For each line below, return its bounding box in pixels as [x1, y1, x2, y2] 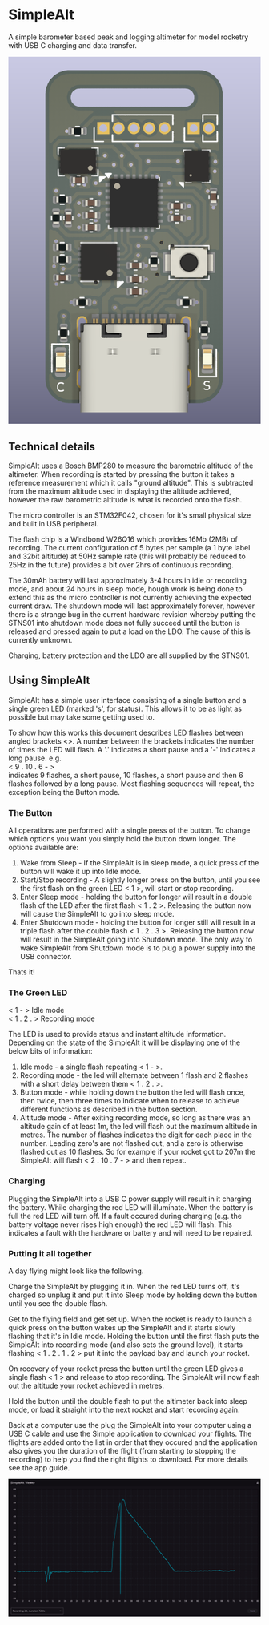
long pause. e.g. [8, 753, 62, 763]
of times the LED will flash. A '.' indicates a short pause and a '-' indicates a [8, 744, 256, 754]
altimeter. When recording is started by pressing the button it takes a [8, 469, 235, 478]
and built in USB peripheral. [8, 518, 99, 528]
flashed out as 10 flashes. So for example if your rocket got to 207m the [19, 1147, 256, 1157]
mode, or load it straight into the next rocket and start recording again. [8, 1405, 240, 1414]
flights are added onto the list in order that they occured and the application [8, 1437, 258, 1447]
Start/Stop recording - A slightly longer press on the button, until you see [19, 875, 261, 885]
